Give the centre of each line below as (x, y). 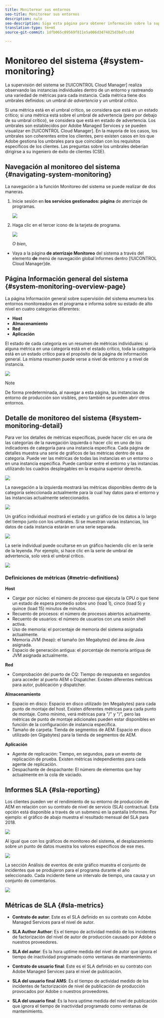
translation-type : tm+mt (30, 28)
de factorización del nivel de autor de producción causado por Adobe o (84, 937)
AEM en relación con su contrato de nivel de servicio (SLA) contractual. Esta (82, 807)
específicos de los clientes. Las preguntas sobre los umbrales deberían (77, 146)
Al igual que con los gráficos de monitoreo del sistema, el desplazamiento (79, 841)
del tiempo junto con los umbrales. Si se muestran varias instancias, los (77, 521)
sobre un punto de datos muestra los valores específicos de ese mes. (75, 846)
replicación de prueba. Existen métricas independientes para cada (79, 759)
